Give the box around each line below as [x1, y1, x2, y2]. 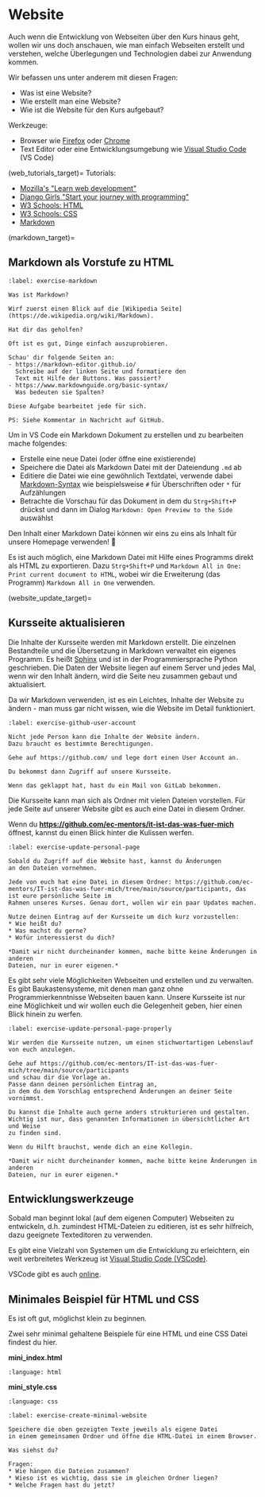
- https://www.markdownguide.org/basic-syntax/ [8, 381, 169, 389]
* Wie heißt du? [8, 920, 62, 927]
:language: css [8, 1398, 59, 1406]
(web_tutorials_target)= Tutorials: [8, 168, 117, 177]
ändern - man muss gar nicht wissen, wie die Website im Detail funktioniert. [8, 703, 255, 713]
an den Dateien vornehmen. [8, 864, 98, 872]
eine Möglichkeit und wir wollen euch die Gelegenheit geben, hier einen [8, 1001, 243, 1010]
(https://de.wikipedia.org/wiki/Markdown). [8, 312, 155, 320]
